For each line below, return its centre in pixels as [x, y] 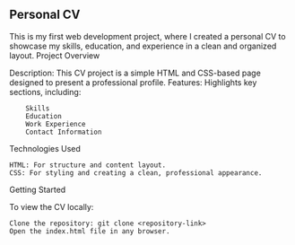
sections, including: [45, 92]
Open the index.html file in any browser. [90, 231]
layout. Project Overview [55, 55]
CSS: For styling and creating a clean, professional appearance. [136, 173]
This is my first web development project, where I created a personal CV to [147, 36]
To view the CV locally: [52, 206]
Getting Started [38, 189]
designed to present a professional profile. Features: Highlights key [133, 82]
